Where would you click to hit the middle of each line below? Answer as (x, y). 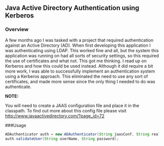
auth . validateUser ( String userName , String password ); (62, 139)
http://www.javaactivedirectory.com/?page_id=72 (55, 116)
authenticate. (18, 87)
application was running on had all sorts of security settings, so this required (82, 55)
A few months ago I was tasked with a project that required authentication (79, 40)
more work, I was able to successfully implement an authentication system (80, 71)
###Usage (16, 125)
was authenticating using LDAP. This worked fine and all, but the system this (82, 50)
